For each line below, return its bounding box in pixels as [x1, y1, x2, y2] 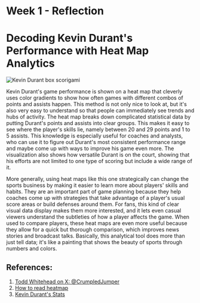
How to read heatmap [14, 284, 69, 291]
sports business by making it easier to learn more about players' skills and [6, 182, 189, 189]
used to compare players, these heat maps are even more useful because [6, 220, 187, 227]
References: [6, 262, 53, 272]
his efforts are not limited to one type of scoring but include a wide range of [6, 158, 193, 165]
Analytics [6, 57, 55, 70]
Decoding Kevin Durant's [6, 32, 133, 45]
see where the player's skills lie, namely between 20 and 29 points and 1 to [6, 126, 191, 133]
